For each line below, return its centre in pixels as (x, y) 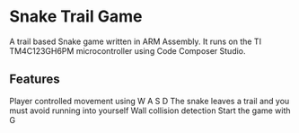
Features (35, 80)
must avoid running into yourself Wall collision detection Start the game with (150, 111)
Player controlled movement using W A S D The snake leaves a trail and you (149, 101)
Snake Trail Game (76, 17)
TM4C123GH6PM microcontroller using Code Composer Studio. (128, 50)
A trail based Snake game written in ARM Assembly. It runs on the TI (136, 41)
